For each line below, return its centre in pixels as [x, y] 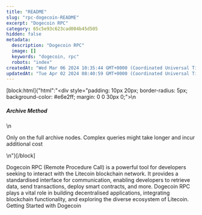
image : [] [24, 51]
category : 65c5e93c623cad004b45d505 [52, 29]
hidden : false [24, 34]
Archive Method [27, 111]
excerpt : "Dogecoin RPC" [37, 23]
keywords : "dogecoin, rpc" [45, 57]
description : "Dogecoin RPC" [48, 46]
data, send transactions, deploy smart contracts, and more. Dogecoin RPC [98, 187]
